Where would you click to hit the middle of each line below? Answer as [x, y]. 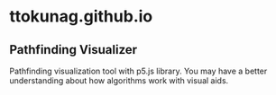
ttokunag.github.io [81, 17]
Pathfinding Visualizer [74, 50]
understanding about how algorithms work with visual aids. [119, 81]
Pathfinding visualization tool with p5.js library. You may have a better [138, 71]
